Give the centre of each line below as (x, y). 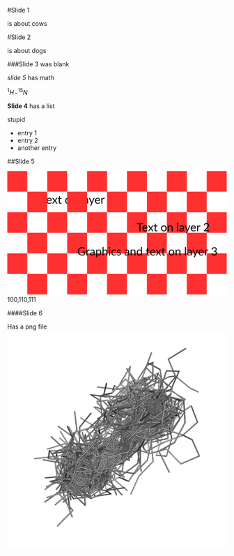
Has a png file (27, 326)
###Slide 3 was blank (38, 64)
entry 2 (28, 140)
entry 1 (27, 133)
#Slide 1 (18, 10)
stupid (16, 119)
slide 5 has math (31, 77)
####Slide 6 (25, 313)
